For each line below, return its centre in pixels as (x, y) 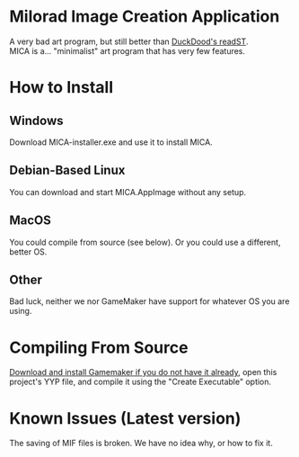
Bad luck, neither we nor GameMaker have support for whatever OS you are (149, 301)
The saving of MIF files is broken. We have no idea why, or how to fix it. (141, 444)
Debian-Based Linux (67, 170)
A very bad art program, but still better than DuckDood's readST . (129, 41)
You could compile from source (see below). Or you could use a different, (145, 242)
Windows (36, 120)
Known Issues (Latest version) (125, 418)
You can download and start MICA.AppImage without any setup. (128, 192)
